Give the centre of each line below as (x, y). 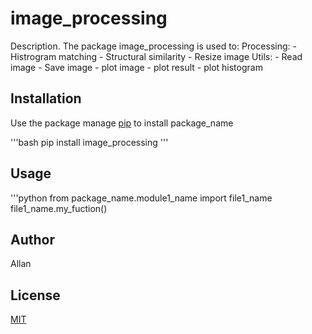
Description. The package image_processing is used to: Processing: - (153, 46)
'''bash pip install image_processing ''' (89, 142)
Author (32, 239)
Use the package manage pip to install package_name (122, 123)
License (35, 295)
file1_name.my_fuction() (59, 208)
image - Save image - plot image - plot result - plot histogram (136, 67)
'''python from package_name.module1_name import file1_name (141, 198)
